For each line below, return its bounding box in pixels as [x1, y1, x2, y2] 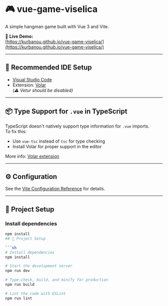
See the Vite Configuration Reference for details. [5, 186, 105, 192]
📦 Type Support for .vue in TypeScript [5, 107, 127, 116]
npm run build [5, 282, 35, 287]
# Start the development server [5, 264, 72, 269]
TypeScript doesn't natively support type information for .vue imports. [5, 123, 149, 129]
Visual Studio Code [12, 76, 52, 82]
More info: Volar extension [5, 153, 59, 159]
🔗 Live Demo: [5, 33, 33, 39]
